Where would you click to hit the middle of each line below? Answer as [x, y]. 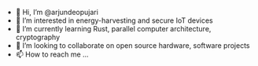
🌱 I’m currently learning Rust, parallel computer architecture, [113, 29]
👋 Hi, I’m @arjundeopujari [57, 12]
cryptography [38, 37]
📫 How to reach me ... [52, 54]
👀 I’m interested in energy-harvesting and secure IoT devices [114, 20]
